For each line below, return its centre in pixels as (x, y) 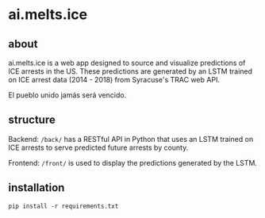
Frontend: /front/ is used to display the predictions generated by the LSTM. (133, 163)
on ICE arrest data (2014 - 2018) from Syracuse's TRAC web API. (114, 80)
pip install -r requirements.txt (63, 206)
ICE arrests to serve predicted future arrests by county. (98, 147)
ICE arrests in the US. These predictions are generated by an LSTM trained (130, 71)
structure (32, 120)
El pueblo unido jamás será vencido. (67, 95)
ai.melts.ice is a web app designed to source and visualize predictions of (127, 63)
